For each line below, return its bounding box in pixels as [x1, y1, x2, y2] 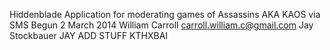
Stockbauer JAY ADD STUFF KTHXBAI [9, 30, 169, 41]
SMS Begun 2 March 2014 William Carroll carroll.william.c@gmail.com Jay [9, 19, 314, 31]
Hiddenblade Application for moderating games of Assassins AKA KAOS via [9, 9, 321, 20]
